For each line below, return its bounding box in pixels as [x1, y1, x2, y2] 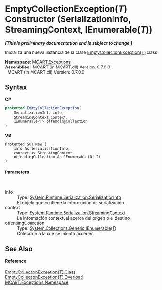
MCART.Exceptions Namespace [5, 279, 69, 285]
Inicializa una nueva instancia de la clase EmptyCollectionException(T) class [5, 50, 158, 55]
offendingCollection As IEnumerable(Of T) [14, 154, 101, 160]
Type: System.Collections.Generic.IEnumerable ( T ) [17, 225, 117, 231]
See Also [5, 244, 32, 253]
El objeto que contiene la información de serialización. [17, 200, 126, 205]
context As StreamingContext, [14, 151, 75, 155]
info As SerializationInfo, [14, 146, 70, 151]
